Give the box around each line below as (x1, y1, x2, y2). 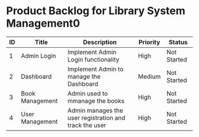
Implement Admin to (67, 65, 124, 73)
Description (82, 38, 117, 46)
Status (168, 38, 188, 46)
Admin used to (67, 89, 108, 97)
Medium (138, 72, 161, 80)
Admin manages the (67, 106, 123, 115)
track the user (67, 121, 107, 129)
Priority (138, 38, 161, 46)
